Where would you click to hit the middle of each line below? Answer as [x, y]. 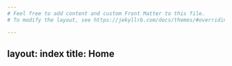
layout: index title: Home [61, 53]
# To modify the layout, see [49, 20]
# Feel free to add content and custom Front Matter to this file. [106, 13]
